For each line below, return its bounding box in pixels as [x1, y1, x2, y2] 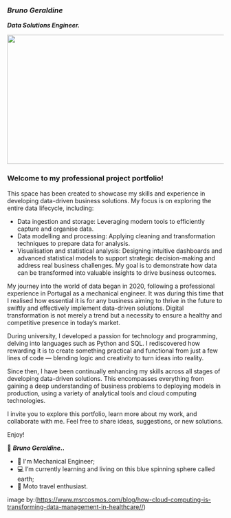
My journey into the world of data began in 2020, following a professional [7, 282, 215, 290]
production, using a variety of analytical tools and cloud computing [7, 388, 197, 397]
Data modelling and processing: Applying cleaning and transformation [16, 231, 216, 240]
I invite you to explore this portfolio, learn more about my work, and [7, 409, 197, 418]
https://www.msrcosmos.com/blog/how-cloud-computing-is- [36, 495, 212, 504]
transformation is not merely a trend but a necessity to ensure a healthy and [7, 311, 222, 319]
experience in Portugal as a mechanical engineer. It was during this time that [7, 289, 224, 298]
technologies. [7, 396, 46, 404]
